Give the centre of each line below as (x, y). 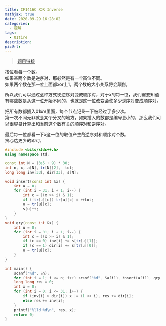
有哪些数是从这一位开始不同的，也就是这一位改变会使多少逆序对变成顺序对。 (83, 101)
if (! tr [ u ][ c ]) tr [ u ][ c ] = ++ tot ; (58, 200)
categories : (17, 23)
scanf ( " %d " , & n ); (32, 273)
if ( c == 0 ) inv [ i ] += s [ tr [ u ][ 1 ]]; (61, 241)
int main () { (19, 268)
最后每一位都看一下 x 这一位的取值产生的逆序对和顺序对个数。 (67, 134)
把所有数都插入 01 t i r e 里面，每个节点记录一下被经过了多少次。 (67, 111)
